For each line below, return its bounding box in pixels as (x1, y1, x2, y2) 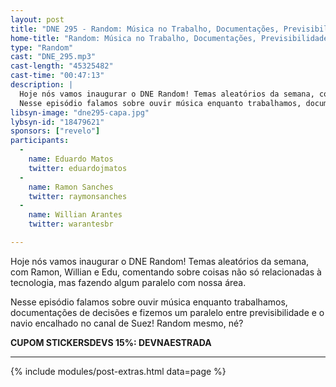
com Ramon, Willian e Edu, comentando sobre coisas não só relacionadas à (10, 266, 322, 278)
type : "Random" (10, 42, 74, 53)
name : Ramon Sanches (28, 182, 114, 192)
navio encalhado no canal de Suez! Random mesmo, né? (10, 317, 244, 329)
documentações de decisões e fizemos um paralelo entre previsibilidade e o (10, 306, 325, 318)
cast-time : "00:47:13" (10, 71, 105, 81)
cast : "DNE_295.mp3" (10, 52, 97, 62)
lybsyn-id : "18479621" (10, 117, 105, 127)
